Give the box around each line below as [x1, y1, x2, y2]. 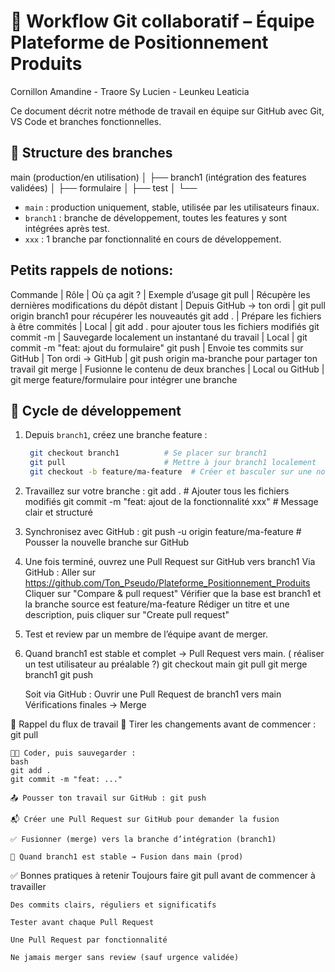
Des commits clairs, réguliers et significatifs [10, 900, 217, 910]
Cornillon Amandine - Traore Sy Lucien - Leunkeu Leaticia [10, 85, 250, 97]
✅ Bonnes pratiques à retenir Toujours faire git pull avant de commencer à [10, 870, 316, 881]
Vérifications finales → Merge [24, 699, 147, 710]
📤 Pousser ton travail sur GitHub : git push [10, 793, 207, 803]
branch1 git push [24, 669, 94, 680]
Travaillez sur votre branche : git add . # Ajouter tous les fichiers [24, 485, 290, 497]
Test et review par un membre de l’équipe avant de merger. [24, 628, 268, 640]
